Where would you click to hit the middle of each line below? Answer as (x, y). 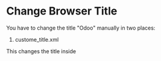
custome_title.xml (37, 39)
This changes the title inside (41, 51)
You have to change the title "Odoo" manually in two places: (81, 28)
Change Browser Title (62, 11)
